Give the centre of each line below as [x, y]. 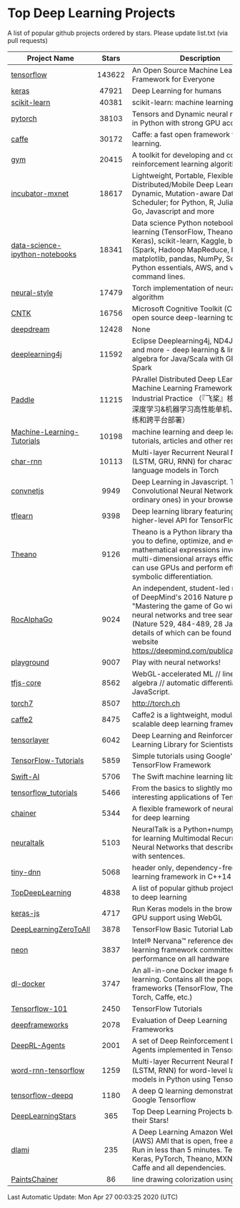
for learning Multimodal [171, 838]
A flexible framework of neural [182, 809]
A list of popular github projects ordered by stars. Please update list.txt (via [118, 33]
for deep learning [161, 817]
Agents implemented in [171, 1049]
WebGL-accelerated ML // [176, 674]
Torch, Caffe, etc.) [162, 997]
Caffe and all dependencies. [179, 1167]
